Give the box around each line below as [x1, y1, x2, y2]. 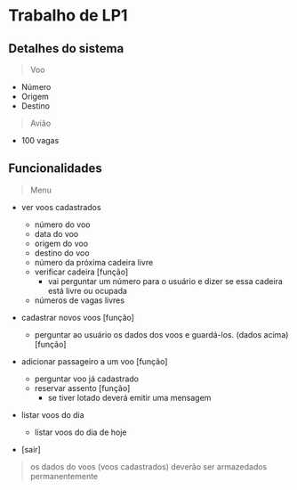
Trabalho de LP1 [8, 5, 128, 26]
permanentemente [29, 470, 99, 481]
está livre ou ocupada [47, 285, 128, 296]
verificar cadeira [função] [34, 266, 129, 277]
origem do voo [34, 238, 89, 249]
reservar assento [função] [34, 382, 131, 393]
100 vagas [20, 135, 60, 145]
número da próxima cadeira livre [34, 257, 154, 267]
